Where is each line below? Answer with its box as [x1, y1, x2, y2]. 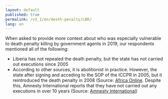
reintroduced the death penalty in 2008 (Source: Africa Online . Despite [12, 77, 161, 83]
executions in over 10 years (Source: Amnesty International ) [12, 88, 138, 94]
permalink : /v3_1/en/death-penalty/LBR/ [5, 17, 92, 22]
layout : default [5, 7, 40, 13]
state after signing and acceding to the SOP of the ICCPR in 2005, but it [12, 72, 162, 78]
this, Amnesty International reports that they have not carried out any [12, 83, 157, 89]
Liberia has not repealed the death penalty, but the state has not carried [12, 56, 163, 62]
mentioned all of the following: [5, 46, 69, 52]
